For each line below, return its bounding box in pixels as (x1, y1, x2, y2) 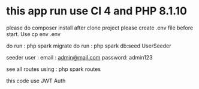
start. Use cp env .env (6, 30, 61, 37)
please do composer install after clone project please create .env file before (6, 24, 194, 31)
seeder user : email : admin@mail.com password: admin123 (6, 54, 153, 61)
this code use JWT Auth (6, 77, 66, 84)
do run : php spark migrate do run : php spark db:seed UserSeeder (6, 42, 171, 49)
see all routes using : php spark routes (6, 65, 101, 73)
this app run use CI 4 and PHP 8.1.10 (6, 4, 188, 18)
